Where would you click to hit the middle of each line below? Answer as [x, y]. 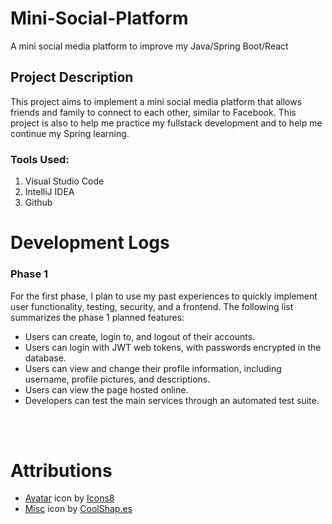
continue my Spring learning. [70, 133]
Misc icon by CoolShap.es [78, 509]
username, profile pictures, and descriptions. [117, 379]
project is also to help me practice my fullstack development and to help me [166, 123]
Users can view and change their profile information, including [153, 368]
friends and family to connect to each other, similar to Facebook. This [153, 112]
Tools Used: [40, 159]
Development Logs [90, 243]
